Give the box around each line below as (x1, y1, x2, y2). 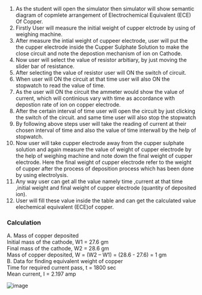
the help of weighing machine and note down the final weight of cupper (15, 152, 193, 159)
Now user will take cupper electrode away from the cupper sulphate (15, 140, 185, 146)
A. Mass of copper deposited (7, 232, 79, 240)
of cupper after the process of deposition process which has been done (15, 165, 194, 172)
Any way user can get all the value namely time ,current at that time (15, 178, 183, 185)
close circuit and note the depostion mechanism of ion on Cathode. (15, 50, 183, 57)
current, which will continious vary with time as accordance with (15, 95, 175, 102)
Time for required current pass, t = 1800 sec (7, 264, 117, 272)
